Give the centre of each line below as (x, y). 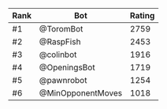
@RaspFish (60, 41)
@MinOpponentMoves (81, 93)
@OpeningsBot (67, 68)
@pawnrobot (63, 80)
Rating (142, 15)
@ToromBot (61, 29)
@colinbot (58, 54)
